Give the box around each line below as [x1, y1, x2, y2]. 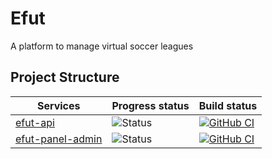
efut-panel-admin [15, 132, 103, 146]
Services [36, 98, 81, 112]
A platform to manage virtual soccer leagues [10, 40, 194, 52]
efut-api [15, 115, 55, 129]
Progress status [111, 98, 190, 112]
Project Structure [10, 69, 120, 86]
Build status [198, 98, 258, 112]
